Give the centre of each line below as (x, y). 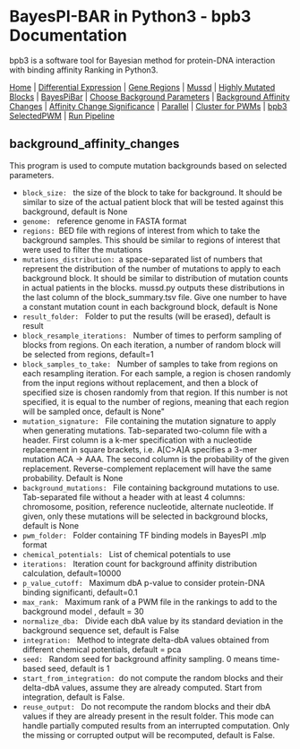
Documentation (69, 35)
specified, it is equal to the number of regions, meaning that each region (155, 401)
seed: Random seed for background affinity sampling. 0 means (140, 659)
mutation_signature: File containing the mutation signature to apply (149, 421)
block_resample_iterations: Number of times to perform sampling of (152, 335)
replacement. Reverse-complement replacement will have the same (147, 469)
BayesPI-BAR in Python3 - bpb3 (130, 17)
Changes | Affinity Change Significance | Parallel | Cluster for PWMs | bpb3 (148, 106)
